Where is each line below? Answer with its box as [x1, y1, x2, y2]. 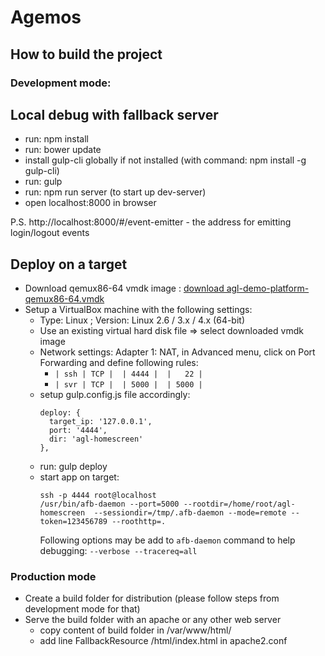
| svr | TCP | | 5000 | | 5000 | [54, 380, 203, 390]
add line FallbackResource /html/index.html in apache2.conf [39, 635, 288, 647]
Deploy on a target [10, 256, 128, 273]
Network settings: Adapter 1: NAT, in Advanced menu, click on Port [39, 346, 316, 358]
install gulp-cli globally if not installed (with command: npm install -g [24, 154, 307, 166]
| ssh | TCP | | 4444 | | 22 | [54, 369, 203, 380]
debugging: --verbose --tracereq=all [39, 545, 198, 557]
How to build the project [10, 46, 163, 63]
